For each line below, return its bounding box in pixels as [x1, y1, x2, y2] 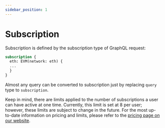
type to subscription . [5, 87, 49, 93]
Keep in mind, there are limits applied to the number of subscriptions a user [5, 96, 159, 102]
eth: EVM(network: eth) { [9, 59, 63, 64]
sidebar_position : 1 [5, 7, 48, 12]
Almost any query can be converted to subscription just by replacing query [5, 82, 157, 87]
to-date [5, 112, 21, 118]
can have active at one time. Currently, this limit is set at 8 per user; [5, 102, 142, 108]
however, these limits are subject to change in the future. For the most [5, 107, 148, 113]
